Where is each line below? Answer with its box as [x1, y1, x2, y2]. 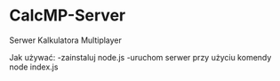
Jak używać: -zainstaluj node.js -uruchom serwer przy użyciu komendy [9, 52, 272, 62]
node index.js [9, 61, 59, 72]
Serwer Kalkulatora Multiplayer [9, 35, 123, 45]
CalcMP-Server [9, 5, 126, 26]
